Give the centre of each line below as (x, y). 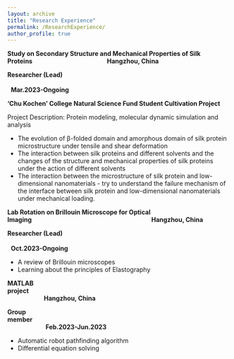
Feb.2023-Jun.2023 (76, 327)
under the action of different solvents (71, 169)
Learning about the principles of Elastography (84, 270)
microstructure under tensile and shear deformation (92, 146)
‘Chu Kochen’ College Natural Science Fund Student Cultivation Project (114, 104)
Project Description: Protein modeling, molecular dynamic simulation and (113, 117)
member (20, 319)
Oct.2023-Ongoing (39, 249)
